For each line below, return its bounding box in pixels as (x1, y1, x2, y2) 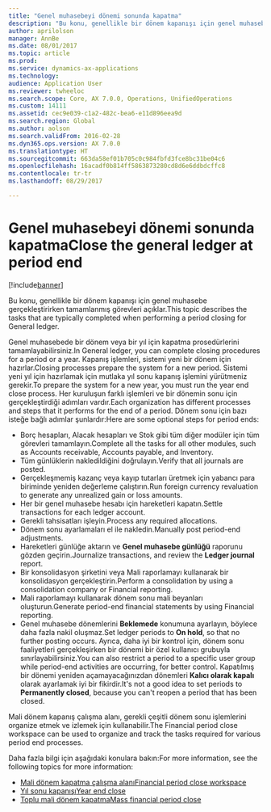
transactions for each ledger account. (19, 507, 146, 517)
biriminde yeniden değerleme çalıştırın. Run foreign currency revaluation (19, 482, 259, 491)
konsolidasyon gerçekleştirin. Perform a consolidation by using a (19, 575, 234, 586)
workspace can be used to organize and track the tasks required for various (8, 729, 261, 738)
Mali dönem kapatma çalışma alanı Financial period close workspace (19, 777, 247, 787)
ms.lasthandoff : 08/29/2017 (8, 177, 103, 186)
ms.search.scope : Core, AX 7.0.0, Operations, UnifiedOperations (8, 95, 232, 103)
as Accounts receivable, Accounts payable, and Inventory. (19, 447, 214, 456)
